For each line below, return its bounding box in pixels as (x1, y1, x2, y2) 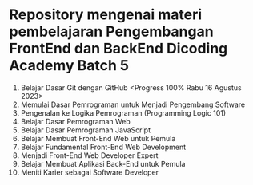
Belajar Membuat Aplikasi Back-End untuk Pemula (20, 159, 186, 168)
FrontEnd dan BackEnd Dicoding (9, 40, 228, 57)
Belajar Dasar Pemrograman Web (20, 116, 131, 126)
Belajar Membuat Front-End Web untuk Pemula (20, 133, 176, 143)
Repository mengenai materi (9, 6, 203, 24)
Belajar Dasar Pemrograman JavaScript (20, 125, 151, 135)
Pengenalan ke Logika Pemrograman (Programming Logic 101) (20, 108, 227, 117)
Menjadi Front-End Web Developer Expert (20, 150, 159, 160)
